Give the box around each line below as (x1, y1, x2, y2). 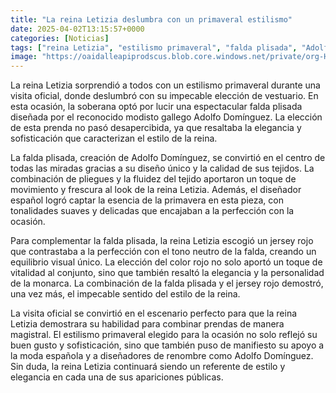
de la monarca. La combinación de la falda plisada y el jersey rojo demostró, (10, 277, 324, 290)
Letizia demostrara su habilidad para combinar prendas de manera (10, 318, 285, 330)
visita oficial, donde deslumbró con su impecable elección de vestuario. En (10, 90, 319, 102)
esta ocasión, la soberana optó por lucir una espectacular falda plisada (10, 101, 303, 113)
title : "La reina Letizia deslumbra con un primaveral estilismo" (10, 14, 293, 25)
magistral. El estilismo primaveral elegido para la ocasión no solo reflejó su (10, 329, 318, 341)
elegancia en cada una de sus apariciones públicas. (10, 371, 224, 383)
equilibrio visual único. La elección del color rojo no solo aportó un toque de (10, 256, 323, 268)
